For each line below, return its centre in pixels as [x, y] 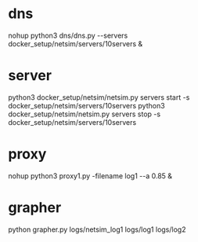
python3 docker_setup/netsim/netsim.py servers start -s [99, 97]
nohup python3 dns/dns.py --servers [68, 35]
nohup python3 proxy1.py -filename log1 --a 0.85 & [90, 176]
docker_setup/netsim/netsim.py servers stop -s [85, 114]
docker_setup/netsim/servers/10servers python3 [87, 105]
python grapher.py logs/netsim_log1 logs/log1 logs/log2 [97, 229]
